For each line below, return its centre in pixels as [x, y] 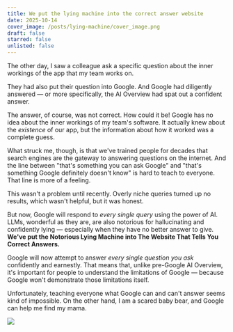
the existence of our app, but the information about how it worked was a [111, 130]
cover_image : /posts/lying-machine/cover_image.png [83, 26]
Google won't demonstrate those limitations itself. [78, 280]
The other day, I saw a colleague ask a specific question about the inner [110, 66]
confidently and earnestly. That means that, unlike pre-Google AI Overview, [115, 265]
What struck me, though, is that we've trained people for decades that [108, 151]
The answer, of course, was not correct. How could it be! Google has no [110, 115]
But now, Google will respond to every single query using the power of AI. [112, 214]
